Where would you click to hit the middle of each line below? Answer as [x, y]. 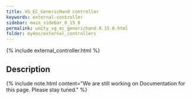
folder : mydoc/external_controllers [51, 34]
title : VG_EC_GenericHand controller [53, 12]
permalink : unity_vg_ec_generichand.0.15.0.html [67, 28]
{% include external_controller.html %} [53, 50]
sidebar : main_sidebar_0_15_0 [43, 23]
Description [28, 69]
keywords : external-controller [45, 17]
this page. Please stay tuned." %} [47, 90]
